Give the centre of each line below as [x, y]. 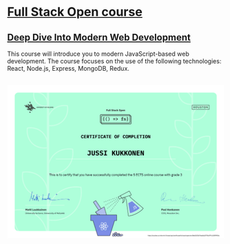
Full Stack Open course [75, 12]
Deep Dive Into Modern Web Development [99, 37]
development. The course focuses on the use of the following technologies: [114, 61]
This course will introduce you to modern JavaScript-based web [98, 54]
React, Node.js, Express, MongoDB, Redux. [68, 68]
